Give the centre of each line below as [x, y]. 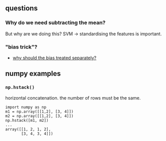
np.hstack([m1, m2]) [27, 120]
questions [22, 8]
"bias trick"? [21, 46]
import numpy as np [26, 107]
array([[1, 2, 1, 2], [28, 129]
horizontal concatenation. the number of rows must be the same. [73, 98]
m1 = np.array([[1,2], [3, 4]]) [39, 111]
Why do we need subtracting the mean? [55, 23]
